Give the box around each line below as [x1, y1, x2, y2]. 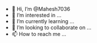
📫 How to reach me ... [11, 31, 66, 37]
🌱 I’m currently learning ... [11, 18, 75, 24]
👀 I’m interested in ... [11, 12, 62, 19]
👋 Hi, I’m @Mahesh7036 [11, 6, 71, 12]
